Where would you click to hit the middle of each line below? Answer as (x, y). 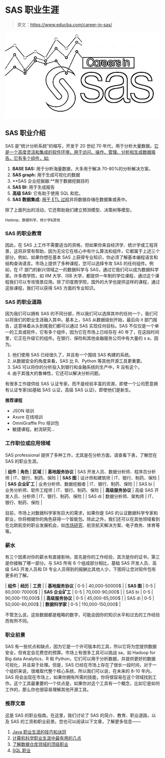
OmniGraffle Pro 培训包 (36, 423)
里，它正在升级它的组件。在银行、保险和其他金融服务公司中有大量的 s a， (80, 338)
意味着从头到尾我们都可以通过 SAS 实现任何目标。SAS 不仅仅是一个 (86, 326)
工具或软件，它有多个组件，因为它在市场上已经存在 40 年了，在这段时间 (86, 332)
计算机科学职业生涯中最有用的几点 (47, 738)
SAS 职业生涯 (32, 10)
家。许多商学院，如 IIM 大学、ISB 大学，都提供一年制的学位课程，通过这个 (80, 276)
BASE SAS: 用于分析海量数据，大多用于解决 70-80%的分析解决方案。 (82, 168)
